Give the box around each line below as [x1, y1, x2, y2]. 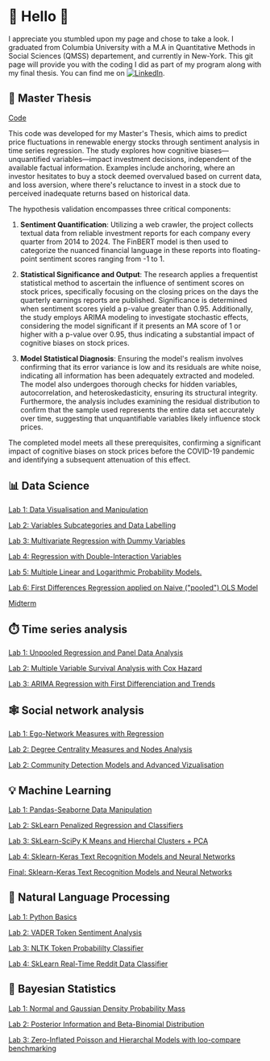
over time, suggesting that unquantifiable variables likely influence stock [19, 413, 260, 423]
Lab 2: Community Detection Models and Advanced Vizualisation [8, 761, 224, 770]
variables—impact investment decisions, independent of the [52, 154, 252, 164]
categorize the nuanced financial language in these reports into [19, 245, 231, 255]
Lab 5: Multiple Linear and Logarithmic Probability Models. [8, 567, 202, 577]
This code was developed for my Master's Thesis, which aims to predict [8, 128, 247, 138]
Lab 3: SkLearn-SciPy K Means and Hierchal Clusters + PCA [8, 836, 209, 845]
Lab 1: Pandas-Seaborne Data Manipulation [8, 805, 152, 814]
